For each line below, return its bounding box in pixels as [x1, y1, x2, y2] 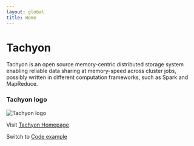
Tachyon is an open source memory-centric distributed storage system [6, 61, 184, 68]
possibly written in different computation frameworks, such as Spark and [6, 74, 189, 81]
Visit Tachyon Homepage [6, 121, 70, 128]
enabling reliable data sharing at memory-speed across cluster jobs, [6, 68, 177, 75]
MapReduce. [6, 80, 38, 88]
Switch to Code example [6, 133, 68, 140]
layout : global [6, 9, 45, 15]
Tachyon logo [6, 96, 47, 104]
